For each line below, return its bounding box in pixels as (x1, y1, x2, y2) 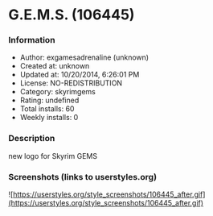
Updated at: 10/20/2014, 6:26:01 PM (19, 70, 140, 80)
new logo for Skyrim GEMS (8, 151, 98, 160)
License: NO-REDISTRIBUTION (19, 78, 123, 88)
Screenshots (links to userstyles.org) (8, 171, 158, 182)
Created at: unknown (19, 61, 90, 71)
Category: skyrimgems (19, 87, 96, 97)
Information (8, 35, 55, 46)
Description (8, 133, 55, 144)
